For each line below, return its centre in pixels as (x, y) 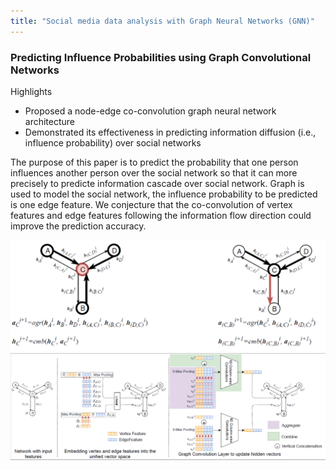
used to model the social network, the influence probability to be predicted (164, 194)
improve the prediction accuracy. (78, 226)
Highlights (31, 91)
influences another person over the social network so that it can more (154, 172)
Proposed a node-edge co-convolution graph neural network (150, 111)
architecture (50, 121)
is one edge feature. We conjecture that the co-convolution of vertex (151, 204)
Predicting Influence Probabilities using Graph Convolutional (161, 57)
